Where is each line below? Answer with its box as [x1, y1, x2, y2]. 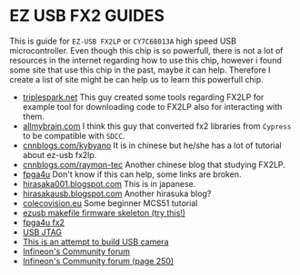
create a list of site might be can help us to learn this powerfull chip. [9, 74, 264, 84]
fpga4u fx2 [22, 217, 65, 228]
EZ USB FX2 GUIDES [9, 5, 165, 26]
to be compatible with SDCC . [22, 130, 125, 141]
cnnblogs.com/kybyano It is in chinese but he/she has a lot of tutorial [22, 140, 282, 151]
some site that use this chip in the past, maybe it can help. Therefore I [9, 64, 271, 75]
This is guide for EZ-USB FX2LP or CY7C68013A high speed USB [9, 35, 236, 46]
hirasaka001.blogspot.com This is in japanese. [22, 178, 196, 189]
